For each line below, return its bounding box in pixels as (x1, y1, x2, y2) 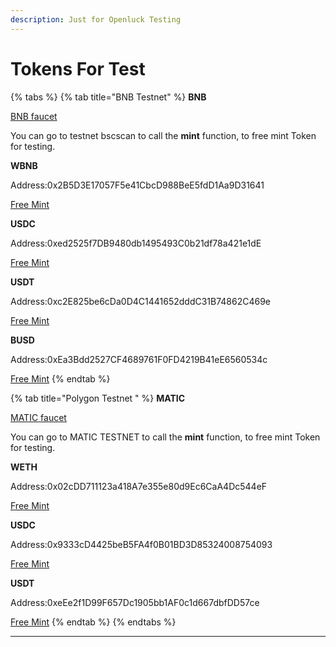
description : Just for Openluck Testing (10, 14, 182, 25)
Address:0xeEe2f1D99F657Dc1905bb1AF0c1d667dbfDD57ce (10, 596, 260, 608)
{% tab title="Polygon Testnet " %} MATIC (10, 392, 186, 404)
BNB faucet (10, 110, 58, 122)
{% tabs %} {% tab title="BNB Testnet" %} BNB (10, 91, 207, 103)
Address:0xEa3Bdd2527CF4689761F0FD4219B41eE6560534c (10, 353, 268, 365)
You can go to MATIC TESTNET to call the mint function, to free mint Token (10, 431, 321, 443)
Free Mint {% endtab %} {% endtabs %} (10, 616, 177, 628)
